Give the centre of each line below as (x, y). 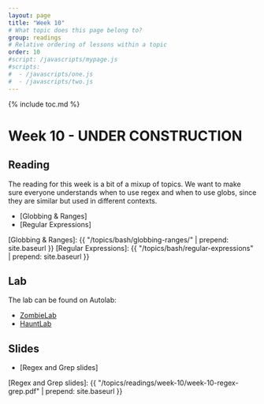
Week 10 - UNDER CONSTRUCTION (125, 136)
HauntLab (35, 324)
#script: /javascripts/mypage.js (63, 60)
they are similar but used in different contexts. (83, 200)
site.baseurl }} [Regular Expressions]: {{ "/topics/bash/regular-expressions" (131, 248)
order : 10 (24, 52)
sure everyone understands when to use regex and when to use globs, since (132, 192)
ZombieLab (38, 316)
